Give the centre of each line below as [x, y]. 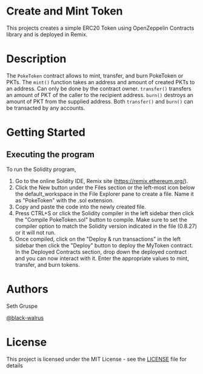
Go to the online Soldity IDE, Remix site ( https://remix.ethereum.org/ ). [101, 181]
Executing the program [51, 155]
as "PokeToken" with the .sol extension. [64, 200]
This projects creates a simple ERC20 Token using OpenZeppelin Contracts [100, 28]
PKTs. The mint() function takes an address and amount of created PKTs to [101, 82]
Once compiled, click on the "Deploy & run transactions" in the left [98, 239]
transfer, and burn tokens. [47, 264]
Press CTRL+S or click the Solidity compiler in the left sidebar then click [105, 213]
